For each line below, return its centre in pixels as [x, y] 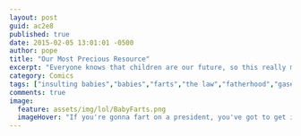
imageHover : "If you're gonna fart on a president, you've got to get [152, 117]
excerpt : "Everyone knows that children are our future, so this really [148, 68]
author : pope [34, 51]
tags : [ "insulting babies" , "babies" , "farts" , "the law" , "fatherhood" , [142, 84]
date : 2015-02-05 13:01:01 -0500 [72, 42]
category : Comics [42, 76]
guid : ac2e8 [31, 26]
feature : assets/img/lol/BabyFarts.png [92, 109]
